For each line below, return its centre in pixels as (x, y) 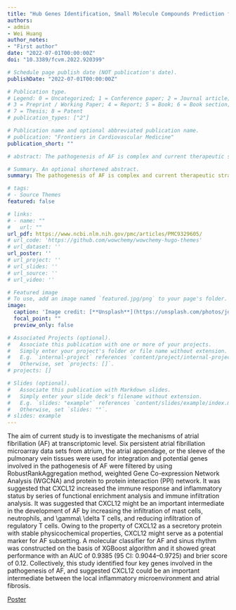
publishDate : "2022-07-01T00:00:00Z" (63, 79)
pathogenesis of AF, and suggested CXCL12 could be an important (104, 571)
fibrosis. (19, 586)
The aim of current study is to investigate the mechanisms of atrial (103, 436)
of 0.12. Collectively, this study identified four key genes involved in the (110, 564)
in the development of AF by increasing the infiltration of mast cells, (105, 511)
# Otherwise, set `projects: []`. (61, 364)
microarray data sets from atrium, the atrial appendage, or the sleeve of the (116, 451)
